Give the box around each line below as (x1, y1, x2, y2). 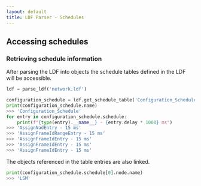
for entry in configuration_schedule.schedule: (6, 113, 127, 120)
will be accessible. (6, 74, 52, 82)
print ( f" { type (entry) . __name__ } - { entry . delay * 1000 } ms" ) (17, 119, 173, 125)
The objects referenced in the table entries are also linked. (6, 158, 150, 165)
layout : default (6, 8, 47, 15)
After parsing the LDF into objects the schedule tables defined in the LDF (6, 68, 186, 76)
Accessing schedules (6, 37, 89, 47)
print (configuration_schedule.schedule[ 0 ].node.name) (6, 169, 144, 176)
